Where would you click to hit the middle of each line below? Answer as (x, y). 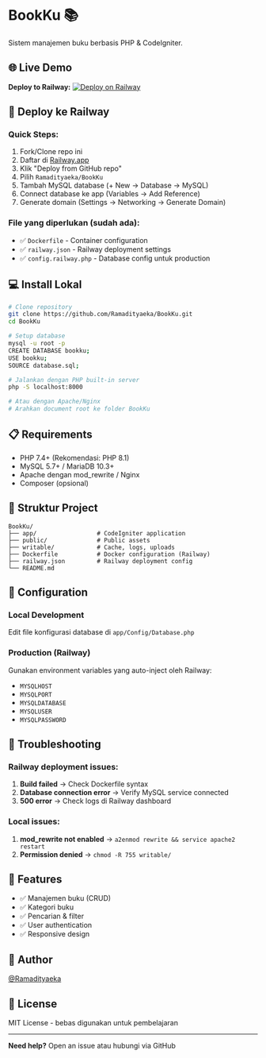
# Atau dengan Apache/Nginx (55, 402)
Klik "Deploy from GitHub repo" (71, 168)
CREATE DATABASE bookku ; (49, 350)
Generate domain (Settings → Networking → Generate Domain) (123, 203)
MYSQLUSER (36, 712)
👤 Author (30, 959)
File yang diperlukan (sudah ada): (74, 223)
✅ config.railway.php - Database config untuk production (115, 258)
